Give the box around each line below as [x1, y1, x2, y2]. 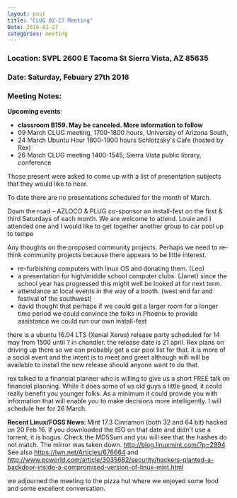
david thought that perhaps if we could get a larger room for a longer [17, 302, 219, 311]
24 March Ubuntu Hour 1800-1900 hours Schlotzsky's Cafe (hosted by [17, 136, 224, 145]
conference [17, 158, 52, 167]
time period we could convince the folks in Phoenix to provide [17, 309, 198, 318]
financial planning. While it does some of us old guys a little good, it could [7, 382, 222, 391]
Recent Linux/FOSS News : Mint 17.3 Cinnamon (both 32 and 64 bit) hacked [7, 418, 228, 427]
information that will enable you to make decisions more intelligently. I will [7, 397, 221, 405]
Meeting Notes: [7, 91, 62, 101]
